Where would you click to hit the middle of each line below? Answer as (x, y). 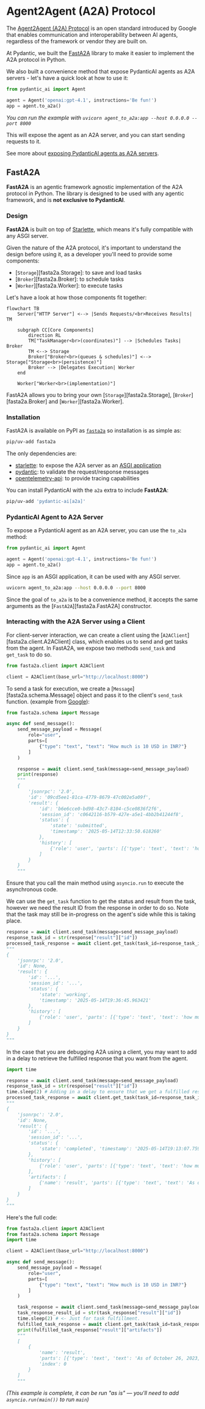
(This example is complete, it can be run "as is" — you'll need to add (93, 1392)
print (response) (38, 775)
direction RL (45, 335)
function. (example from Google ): (48, 701)
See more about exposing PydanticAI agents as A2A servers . (83, 153)
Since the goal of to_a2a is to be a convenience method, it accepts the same (102, 599)
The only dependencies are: (42, 453)
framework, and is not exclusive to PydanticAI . (66, 200)
